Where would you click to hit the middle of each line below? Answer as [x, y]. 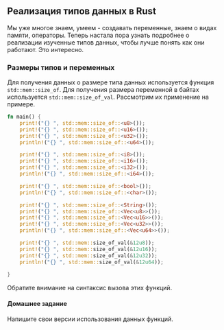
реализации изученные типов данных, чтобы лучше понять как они [106, 42]
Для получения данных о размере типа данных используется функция [111, 82]
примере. [21, 104]
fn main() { [24, 117]
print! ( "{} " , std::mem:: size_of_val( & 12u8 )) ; [87, 243]
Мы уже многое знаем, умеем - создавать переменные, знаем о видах [112, 27]
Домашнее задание [37, 303]
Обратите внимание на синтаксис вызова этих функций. [90, 288]
